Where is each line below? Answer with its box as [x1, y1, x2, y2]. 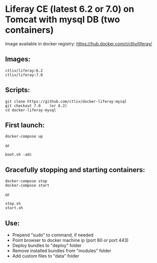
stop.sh [5, 201, 21, 206]
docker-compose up [5, 134, 43, 139]
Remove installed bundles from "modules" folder [12, 248, 112, 254]
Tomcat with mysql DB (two [5, 14, 120, 25]
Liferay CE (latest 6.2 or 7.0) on [5, 3, 134, 15]
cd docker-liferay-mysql [5, 108, 56, 113]
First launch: [5, 121, 45, 129]
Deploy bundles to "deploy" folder [12, 243, 82, 248]
